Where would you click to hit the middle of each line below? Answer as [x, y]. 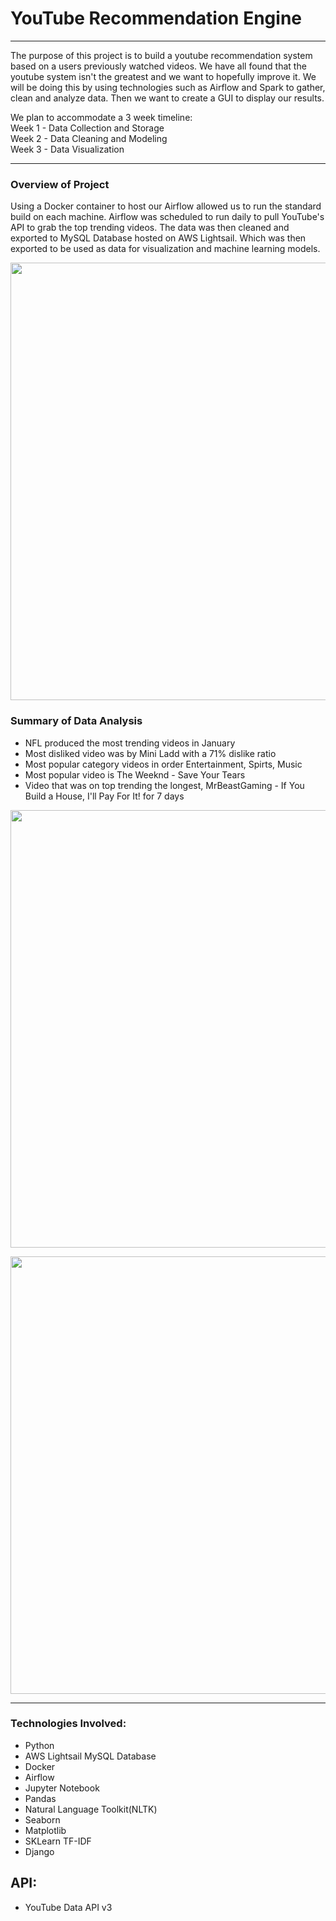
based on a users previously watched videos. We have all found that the [158, 66]
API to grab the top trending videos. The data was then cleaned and [150, 228]
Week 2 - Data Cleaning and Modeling [89, 138]
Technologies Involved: [68, 1724]
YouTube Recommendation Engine [156, 18]
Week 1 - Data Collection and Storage [87, 128]
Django [39, 1851]
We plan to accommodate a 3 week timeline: [101, 117]
